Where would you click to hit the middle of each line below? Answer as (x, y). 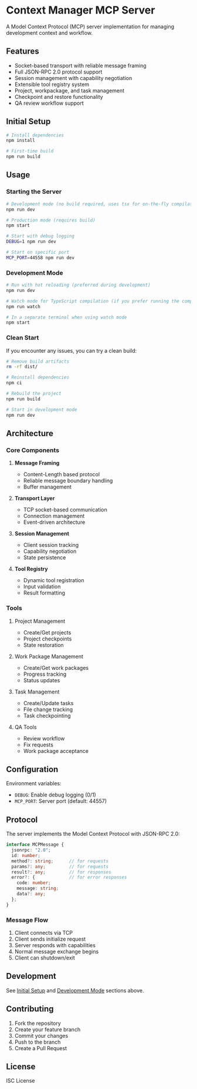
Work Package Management (49, 656)
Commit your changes (41, 1035)
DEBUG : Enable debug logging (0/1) (55, 795)
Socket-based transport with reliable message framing (80, 65)
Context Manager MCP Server (81, 10)
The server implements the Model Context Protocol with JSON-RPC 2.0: (93, 834)
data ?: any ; (31, 894)
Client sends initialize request (50, 939)
